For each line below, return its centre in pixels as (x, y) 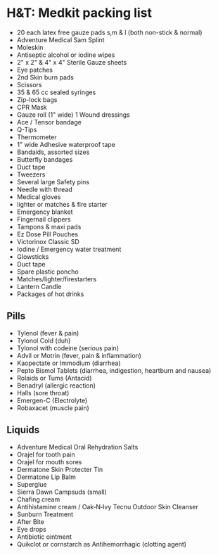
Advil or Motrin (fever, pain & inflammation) (79, 355)
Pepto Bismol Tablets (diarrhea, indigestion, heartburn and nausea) (114, 370)
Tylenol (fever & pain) (48, 333)
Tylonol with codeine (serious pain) (68, 348)
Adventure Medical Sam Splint (60, 39)
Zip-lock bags (37, 99)
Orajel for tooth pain (46, 454)
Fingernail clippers (44, 219)
